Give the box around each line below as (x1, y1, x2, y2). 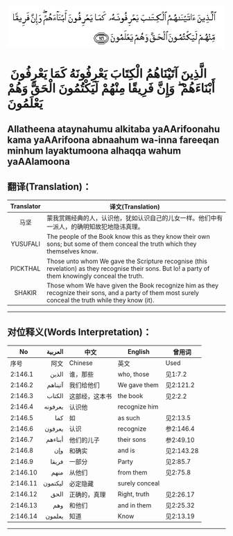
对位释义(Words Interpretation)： (7, 326, 153, 338)
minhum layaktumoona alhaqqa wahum (7, 145, 182, 157)
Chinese (69, 359, 93, 367)
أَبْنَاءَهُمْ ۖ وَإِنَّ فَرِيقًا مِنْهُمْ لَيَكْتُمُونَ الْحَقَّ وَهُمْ (7, 80, 215, 96)
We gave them (117, 380, 159, 389)
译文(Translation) (110, 202, 160, 211)
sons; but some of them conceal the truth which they (46, 240, 197, 248)
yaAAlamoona (7, 155, 71, 168)
